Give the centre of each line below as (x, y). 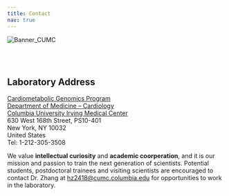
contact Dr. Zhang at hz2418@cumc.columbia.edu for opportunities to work (115, 178)
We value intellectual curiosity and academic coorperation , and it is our (111, 156)
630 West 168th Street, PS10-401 (54, 121)
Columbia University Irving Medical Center (67, 113)
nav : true (21, 20)
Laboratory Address (51, 82)
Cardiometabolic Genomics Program (59, 99)
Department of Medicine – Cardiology (61, 106)
